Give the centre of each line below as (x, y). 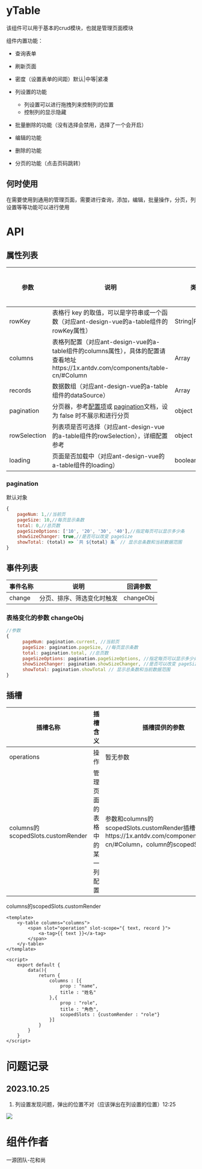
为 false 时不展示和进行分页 (91, 416)
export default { (39, 965)
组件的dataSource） (81, 395)
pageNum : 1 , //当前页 (41, 514)
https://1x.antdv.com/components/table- (111, 367)
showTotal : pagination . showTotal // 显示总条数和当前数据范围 (96, 670)
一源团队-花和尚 (26, 1160)
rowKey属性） (72, 330)
